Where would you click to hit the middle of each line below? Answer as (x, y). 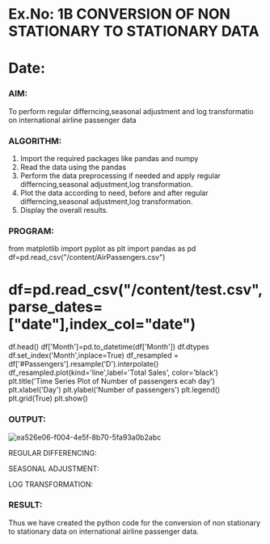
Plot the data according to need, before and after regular (114, 193)
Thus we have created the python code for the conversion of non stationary (135, 522)
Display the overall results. (64, 210)
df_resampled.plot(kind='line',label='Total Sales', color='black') (113, 372)
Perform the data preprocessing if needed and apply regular (120, 176)
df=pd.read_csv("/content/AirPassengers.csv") (87, 257)
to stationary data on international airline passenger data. (104, 531)
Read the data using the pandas (73, 167)
